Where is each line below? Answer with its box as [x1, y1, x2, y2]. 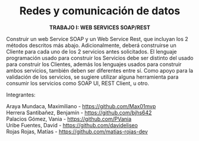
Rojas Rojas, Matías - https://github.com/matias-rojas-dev [6, 128, 149, 135]
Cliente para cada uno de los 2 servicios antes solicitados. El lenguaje [6, 48, 177, 55]
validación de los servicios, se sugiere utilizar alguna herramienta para [6, 73, 179, 80]
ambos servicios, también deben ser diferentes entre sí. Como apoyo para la [6, 67, 194, 74]
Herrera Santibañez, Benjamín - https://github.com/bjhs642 [6, 109, 152, 116]
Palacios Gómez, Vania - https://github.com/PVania [6, 115, 132, 123]
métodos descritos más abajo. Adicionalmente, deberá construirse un [6, 42, 176, 49]
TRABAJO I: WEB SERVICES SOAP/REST [49, 24, 150, 31]
